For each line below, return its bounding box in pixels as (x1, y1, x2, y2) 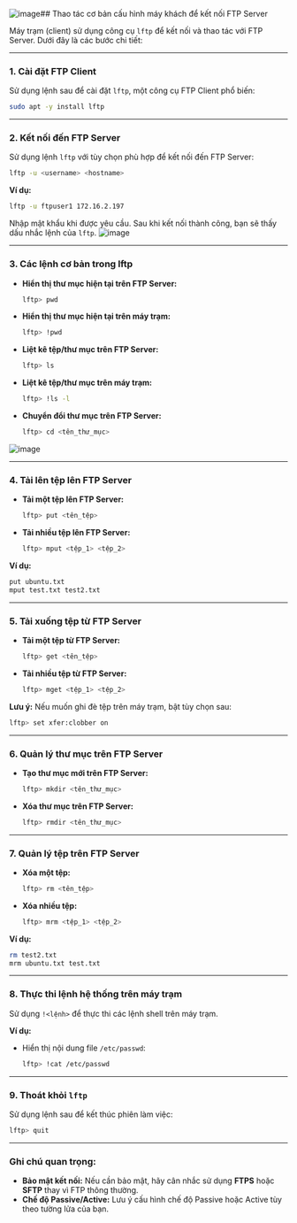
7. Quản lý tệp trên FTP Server (9, 847, 140, 859)
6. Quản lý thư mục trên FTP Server (9, 748, 164, 760)
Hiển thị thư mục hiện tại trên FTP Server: (21, 278, 178, 288)
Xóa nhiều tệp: (21, 900, 78, 911)
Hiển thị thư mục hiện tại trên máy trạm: (21, 311, 171, 322)
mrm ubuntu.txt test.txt (9, 958, 101, 968)
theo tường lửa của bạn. (21, 1204, 109, 1214)
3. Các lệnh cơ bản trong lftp (9, 258, 133, 270)
